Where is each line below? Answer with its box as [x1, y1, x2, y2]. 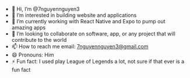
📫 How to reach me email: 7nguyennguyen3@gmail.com [11, 43, 149, 49]
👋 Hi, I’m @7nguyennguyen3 [11, 6, 80, 12]
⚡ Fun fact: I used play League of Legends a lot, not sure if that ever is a [11, 58, 185, 65]
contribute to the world [11, 37, 67, 43]
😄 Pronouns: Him [11, 51, 54, 58]
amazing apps [11, 24, 46, 31]
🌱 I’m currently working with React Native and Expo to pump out [11, 18, 166, 24]
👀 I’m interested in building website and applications [11, 12, 137, 19]
